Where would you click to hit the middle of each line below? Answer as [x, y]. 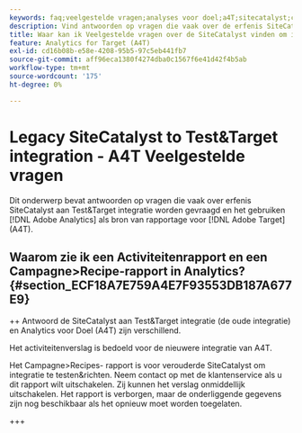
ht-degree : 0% [36, 85]
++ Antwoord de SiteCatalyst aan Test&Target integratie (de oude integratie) [150, 321]
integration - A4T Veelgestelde [127, 156]
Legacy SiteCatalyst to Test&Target [144, 137]
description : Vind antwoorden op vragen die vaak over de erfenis [136, 26]
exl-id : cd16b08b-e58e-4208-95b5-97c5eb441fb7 [98, 51]
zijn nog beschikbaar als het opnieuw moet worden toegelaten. [126, 404]
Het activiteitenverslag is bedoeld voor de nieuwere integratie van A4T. [141, 348]
